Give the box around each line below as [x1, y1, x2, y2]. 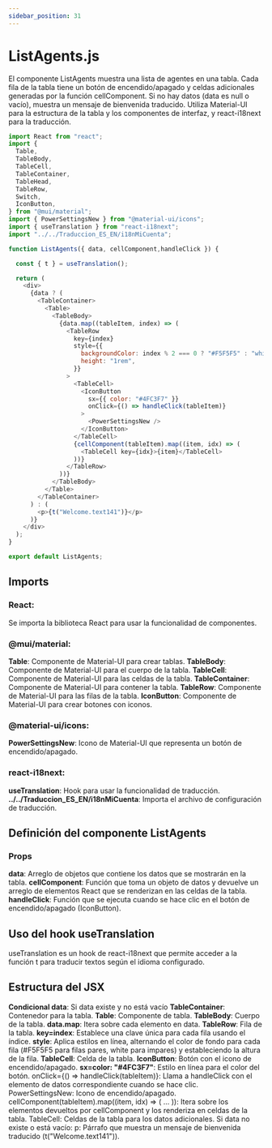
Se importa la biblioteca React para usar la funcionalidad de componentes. [8, 618, 257, 628]
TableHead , [15, 178, 53, 186]
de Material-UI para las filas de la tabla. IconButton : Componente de [8, 691, 237, 700]
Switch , [15, 192, 42, 201]
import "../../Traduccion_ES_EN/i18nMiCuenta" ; [8, 230, 172, 238]
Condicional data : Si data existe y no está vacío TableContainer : [8, 1002, 225, 1012]
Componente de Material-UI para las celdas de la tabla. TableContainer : [8, 674, 250, 683]
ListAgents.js [8, 46, 100, 65]
